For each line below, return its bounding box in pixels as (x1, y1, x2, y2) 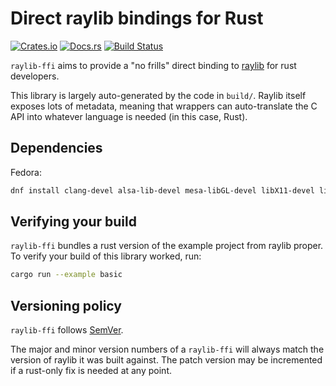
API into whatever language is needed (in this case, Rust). (10, 110, 248, 122)
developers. (10, 70, 60, 82)
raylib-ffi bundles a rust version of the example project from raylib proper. (10, 240, 324, 252)
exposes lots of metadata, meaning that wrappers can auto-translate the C (10, 100, 318, 112)
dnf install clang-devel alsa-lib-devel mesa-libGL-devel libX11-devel (10, 185, 315, 196)
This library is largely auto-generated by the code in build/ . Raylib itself (10, 89, 307, 101)
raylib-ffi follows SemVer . (10, 324, 124, 336)
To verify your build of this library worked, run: (10, 250, 202, 262)
